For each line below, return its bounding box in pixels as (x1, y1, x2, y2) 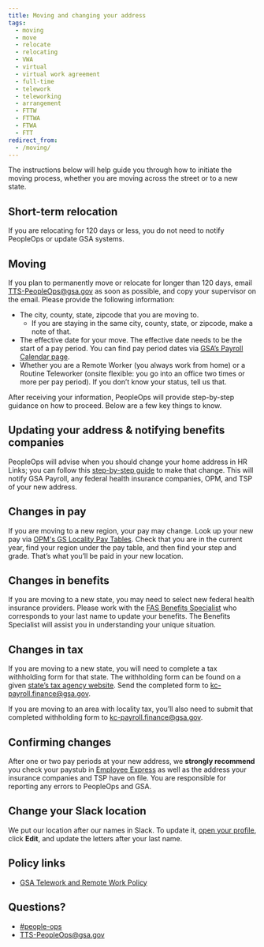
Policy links (8, 857, 65, 870)
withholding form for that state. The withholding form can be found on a (8, 672, 241, 682)
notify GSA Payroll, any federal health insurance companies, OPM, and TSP (8, 473, 253, 483)
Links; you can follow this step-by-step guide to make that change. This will (8, 465, 254, 474)
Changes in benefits (8, 574, 110, 588)
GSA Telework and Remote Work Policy (19, 878, 147, 887)
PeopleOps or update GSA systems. (8, 234, 125, 244)
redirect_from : (8, 136, 58, 144)
